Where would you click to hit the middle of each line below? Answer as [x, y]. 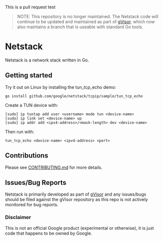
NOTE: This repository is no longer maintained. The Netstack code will [88, 16]
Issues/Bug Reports [36, 182]
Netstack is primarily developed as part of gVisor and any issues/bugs [76, 194]
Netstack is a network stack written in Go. [47, 60]
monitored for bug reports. [32, 205]
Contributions [27, 156]
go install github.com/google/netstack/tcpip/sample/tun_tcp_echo [74, 96]
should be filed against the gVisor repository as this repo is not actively [76, 200]
